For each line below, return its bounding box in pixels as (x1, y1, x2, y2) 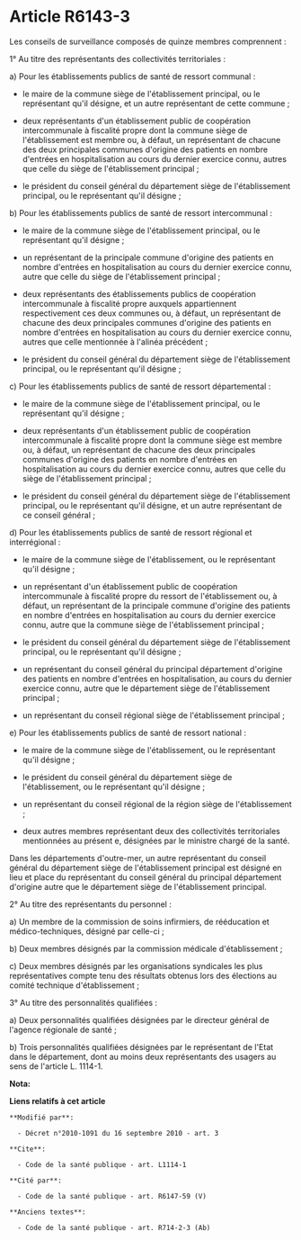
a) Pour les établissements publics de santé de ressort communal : (9, 70, 256, 82)
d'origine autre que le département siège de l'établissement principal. (9, 881, 267, 892)
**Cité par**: (9, 1176, 63, 1185)
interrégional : (9, 536, 61, 547)
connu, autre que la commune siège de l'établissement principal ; (22, 619, 265, 630)
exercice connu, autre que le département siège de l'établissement (22, 682, 270, 694)
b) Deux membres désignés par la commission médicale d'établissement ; (9, 943, 283, 954)
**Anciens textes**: (9, 1208, 87, 1217)
